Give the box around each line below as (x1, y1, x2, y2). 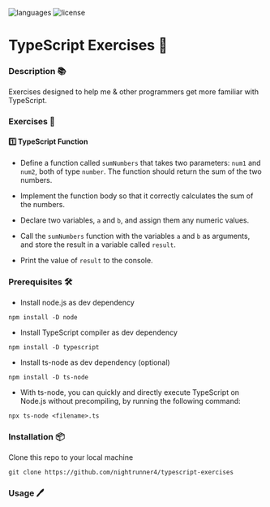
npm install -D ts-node (8, 373, 89, 381)
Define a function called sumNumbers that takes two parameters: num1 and (19, 158, 261, 167)
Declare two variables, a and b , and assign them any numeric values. (19, 215, 250, 225)
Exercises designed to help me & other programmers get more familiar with (8, 87, 259, 97)
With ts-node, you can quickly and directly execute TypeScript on (19, 387, 240, 397)
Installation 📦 (8, 431, 65, 442)
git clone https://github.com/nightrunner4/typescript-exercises (8, 468, 234, 477)
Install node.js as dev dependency (19, 297, 135, 307)
